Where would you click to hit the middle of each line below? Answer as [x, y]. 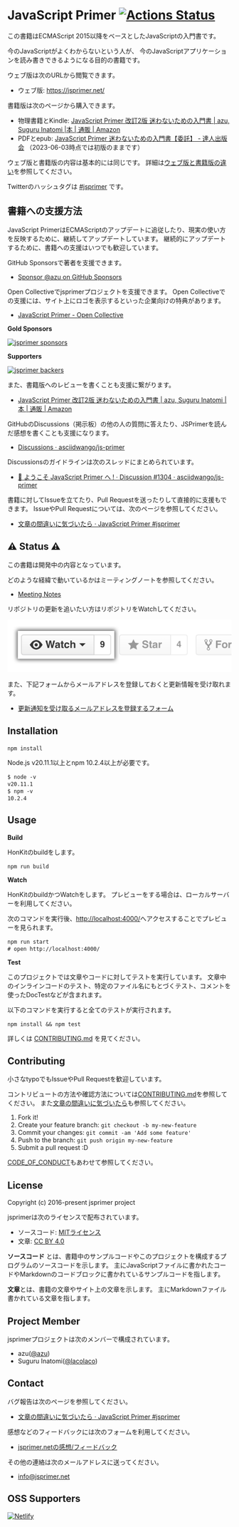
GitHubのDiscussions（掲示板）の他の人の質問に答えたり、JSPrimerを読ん [117, 423]
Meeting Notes [39, 594]
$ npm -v [20, 791]
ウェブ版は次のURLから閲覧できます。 [63, 75]
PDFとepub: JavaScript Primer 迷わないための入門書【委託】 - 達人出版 [122, 138]
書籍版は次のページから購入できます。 [63, 105]
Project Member [44, 1321]
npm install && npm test [44, 1024]
